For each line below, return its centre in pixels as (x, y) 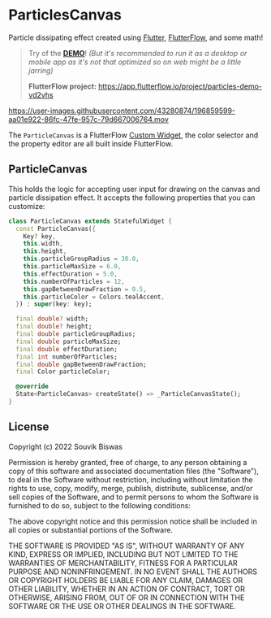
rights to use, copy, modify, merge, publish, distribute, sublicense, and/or (131, 488)
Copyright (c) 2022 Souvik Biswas (66, 446)
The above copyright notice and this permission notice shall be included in (133, 521)
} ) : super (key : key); (54, 304)
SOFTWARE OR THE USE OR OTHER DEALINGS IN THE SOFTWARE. (122, 606)
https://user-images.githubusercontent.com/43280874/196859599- (122, 111)
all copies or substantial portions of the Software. (90, 529)
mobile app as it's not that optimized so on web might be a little (135, 62)
